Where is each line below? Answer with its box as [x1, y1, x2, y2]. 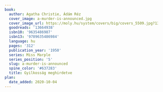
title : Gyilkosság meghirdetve [9, 71, 72, 75]
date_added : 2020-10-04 [9, 79, 57, 84]
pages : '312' [9, 43, 36, 48]
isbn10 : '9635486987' [9, 30, 53, 35]
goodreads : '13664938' [9, 25, 55, 30]
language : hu [9, 39, 36, 44]
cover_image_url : [9, 20, 44, 26]
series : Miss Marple [9, 52, 51, 57]
